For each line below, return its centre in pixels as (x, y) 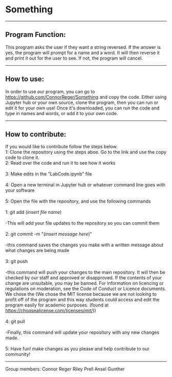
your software (20, 190)
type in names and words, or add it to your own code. (62, 113)
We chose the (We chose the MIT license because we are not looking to (81, 294)
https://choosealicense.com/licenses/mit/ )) (51, 311)
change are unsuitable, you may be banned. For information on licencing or (84, 283)
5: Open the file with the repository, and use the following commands (78, 201)
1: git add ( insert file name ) (34, 212)
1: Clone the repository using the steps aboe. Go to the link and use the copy (86, 152)
